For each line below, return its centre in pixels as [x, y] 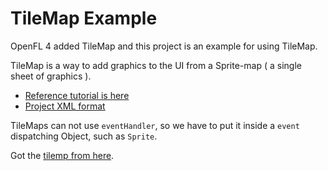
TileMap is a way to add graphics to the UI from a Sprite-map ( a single [156, 65]
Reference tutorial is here [77, 95]
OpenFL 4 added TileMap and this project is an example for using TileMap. [164, 46]
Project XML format [65, 106]
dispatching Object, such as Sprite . [84, 136]
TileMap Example [84, 18]
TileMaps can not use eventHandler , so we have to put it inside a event [155, 125]
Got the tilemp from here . [62, 155]
